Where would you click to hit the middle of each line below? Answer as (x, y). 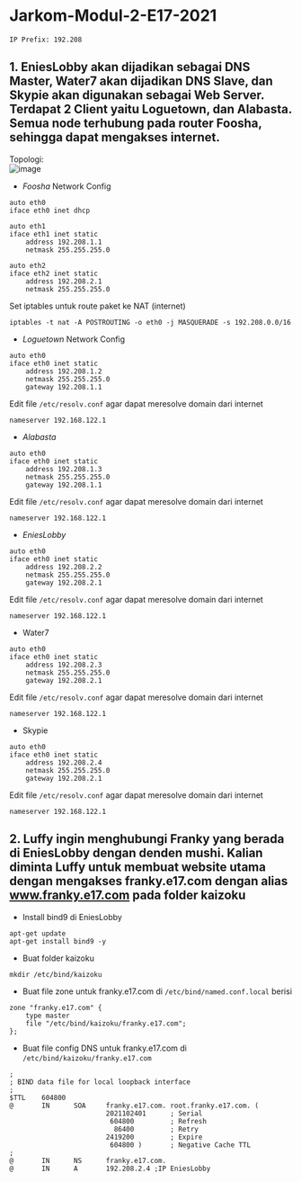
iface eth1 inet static (54, 234)
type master (48, 1016)
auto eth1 (28, 226)
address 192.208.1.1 (64, 242)
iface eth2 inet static (54, 273)
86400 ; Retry (156, 1129)
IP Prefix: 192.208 (46, 40)
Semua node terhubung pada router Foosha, (136, 124)
